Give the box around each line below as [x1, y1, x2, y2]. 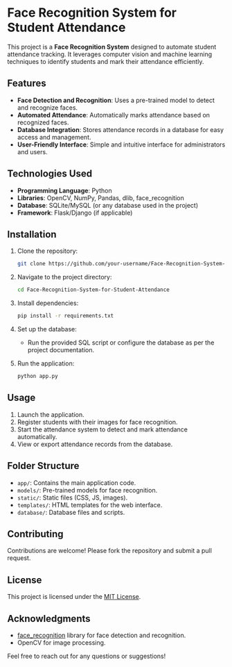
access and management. [17, 133, 91, 141]
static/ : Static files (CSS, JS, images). [17, 493, 128, 502]
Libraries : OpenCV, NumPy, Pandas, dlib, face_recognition [17, 193, 185, 202]
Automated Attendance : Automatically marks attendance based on [17, 110, 210, 119]
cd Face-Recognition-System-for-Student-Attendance [17, 286, 170, 293]
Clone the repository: [17, 247, 78, 255]
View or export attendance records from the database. [17, 440, 173, 448]
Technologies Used [7, 168, 92, 180]
